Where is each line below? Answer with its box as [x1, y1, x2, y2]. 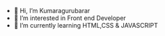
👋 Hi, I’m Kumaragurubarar [13, 7, 91, 15]
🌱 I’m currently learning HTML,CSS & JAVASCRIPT [13, 21, 159, 29]
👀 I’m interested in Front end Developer [13, 14, 127, 22]
